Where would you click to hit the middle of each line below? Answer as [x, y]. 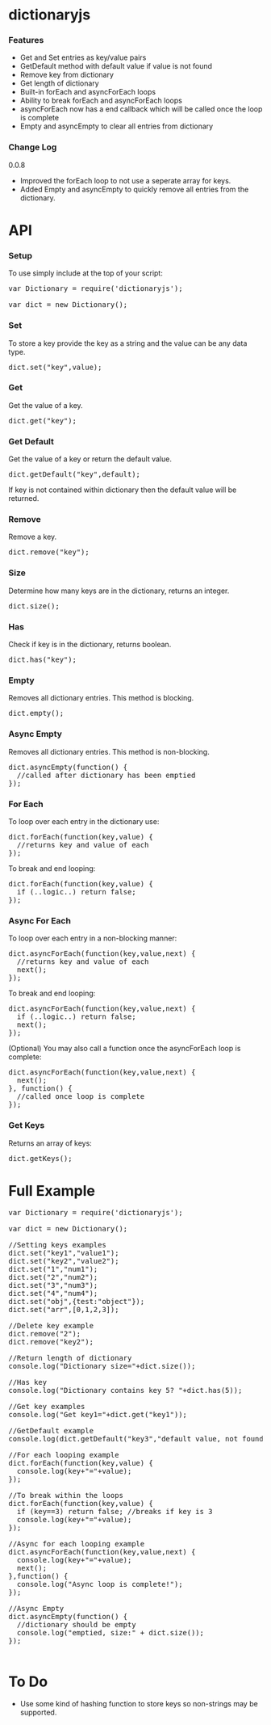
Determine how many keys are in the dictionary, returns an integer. [119, 591]
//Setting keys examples [57, 1245]
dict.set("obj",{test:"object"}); [77, 1302]
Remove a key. [33, 537]
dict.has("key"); [42, 660]
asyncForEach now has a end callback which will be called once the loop [141, 109]
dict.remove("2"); [45, 1334]
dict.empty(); [36, 713]
